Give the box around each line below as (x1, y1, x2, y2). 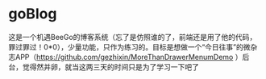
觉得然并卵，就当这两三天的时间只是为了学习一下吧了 (22, 61, 199, 72)
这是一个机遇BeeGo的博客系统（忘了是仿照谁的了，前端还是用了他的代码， (8, 32, 257, 41)
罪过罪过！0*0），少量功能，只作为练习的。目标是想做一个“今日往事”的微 (8, 41, 251, 52)
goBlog (8, 5, 57, 23)
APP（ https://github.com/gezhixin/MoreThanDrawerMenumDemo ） (15, 52, 243, 61)
